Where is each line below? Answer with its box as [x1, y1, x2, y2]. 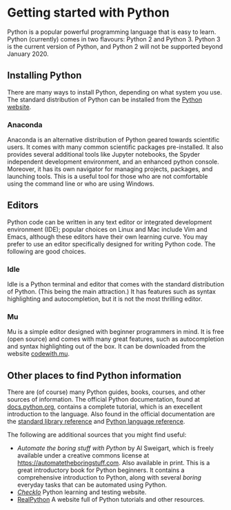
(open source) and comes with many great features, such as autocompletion [7, 335, 224, 343]
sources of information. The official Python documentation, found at [7, 395, 200, 404]
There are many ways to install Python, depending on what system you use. [7, 88, 223, 96]
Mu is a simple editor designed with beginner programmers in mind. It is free [7, 328, 224, 336]
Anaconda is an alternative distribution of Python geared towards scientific [7, 136, 220, 144]
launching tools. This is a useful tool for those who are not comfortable [7, 173, 208, 181]
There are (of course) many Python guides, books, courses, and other [7, 388, 205, 396]
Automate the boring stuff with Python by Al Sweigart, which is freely [17, 444, 214, 453]
